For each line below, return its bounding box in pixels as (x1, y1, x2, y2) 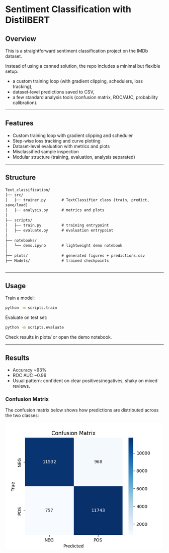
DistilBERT (5, 14, 50, 26)
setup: (5, 68, 19, 74)
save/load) (5, 202, 28, 208)
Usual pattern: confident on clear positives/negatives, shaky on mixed (12, 378, 157, 384)
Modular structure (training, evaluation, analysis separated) (12, 154, 136, 160)
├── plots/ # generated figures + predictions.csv (5, 253, 145, 258)
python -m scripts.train (5, 305, 57, 310)
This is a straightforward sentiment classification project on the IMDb (5, 48, 148, 54)
